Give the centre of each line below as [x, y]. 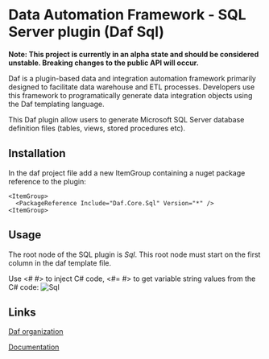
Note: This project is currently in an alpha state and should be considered [134, 54]
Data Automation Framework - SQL [128, 15]
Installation [37, 153]
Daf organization [36, 332]
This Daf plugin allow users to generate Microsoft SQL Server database [126, 119]
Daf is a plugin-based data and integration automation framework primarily [132, 78]
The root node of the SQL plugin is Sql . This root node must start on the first [134, 254]
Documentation [34, 347]
